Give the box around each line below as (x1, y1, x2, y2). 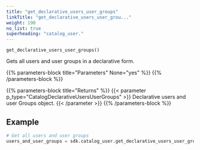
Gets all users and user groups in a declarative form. (6, 58, 135, 65)
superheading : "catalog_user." (6, 31, 84, 37)
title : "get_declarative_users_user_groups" (6, 8, 118, 15)
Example (6, 117, 39, 127)
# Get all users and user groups (6, 132, 89, 139)
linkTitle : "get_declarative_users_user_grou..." (6, 14, 132, 20)
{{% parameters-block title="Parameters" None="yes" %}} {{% (6, 69, 162, 76)
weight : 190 (6, 20, 36, 26)
